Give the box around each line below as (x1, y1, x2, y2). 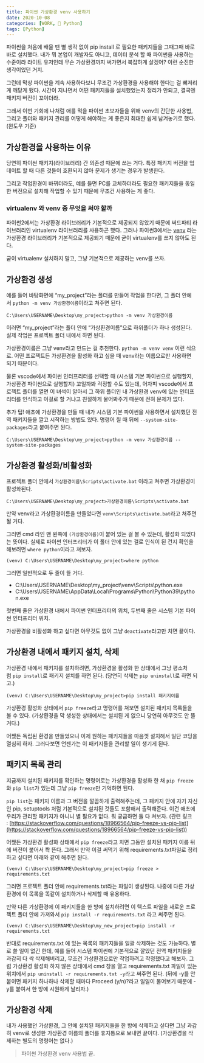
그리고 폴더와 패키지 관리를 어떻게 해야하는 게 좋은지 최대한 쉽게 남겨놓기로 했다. (6, 115, 196, 122)
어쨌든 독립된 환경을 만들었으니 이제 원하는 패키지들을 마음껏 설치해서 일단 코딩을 (6, 732, 198, 739)
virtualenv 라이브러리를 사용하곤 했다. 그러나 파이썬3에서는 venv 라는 (32, 226, 197, 234)
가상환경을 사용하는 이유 (6, 142, 91, 152)
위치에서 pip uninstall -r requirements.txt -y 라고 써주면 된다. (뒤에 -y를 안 (6, 970, 196, 977)
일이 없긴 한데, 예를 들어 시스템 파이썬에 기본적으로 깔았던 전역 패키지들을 (19, 947, 192, 954)
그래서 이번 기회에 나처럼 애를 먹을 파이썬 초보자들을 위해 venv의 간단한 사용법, (6, 107, 193, 114)
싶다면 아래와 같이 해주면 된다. (17, 853, 89, 861)
